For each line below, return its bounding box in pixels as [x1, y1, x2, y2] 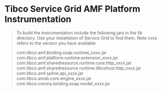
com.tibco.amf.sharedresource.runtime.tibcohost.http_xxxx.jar [16, 65, 142, 71]
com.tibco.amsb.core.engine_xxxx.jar [16, 75, 92, 81]
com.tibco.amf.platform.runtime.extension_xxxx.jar [16, 55, 118, 60]
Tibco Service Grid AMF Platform [4, 3, 141, 15]
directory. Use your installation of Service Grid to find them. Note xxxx [16, 35, 158, 41]
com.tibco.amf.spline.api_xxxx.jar [16, 70, 84, 76]
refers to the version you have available [16, 40, 96, 46]
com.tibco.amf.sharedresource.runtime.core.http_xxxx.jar [16, 60, 132, 66]
